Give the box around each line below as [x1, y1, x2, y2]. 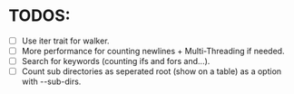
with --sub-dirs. [21, 76, 82, 87]
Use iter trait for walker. [21, 35, 110, 46]
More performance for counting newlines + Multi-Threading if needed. [21, 46, 285, 56]
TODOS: [8, 5, 71, 26]
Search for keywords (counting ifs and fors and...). [21, 56, 211, 67]
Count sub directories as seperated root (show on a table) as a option [21, 66, 282, 77]
